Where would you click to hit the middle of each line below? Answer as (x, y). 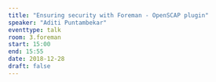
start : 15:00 (29, 45)
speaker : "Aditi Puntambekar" (58, 23)
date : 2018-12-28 (37, 59)
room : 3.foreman (35, 37)
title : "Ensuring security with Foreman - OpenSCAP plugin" (109, 15)
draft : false (29, 66)
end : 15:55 (26, 52)
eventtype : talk (35, 30)
